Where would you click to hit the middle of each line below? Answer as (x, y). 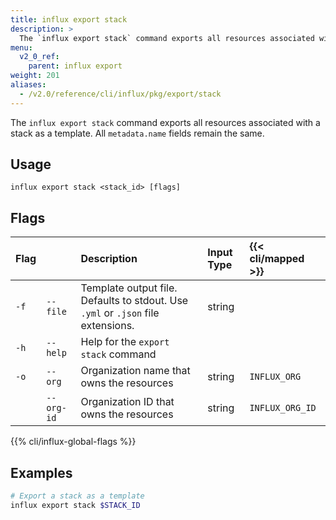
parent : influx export (75, 66)
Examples (41, 472)
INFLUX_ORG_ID (283, 408)
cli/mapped (277, 259)
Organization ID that (127, 402)
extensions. (107, 326)
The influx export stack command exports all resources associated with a (165, 122)
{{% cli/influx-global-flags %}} (73, 442)
